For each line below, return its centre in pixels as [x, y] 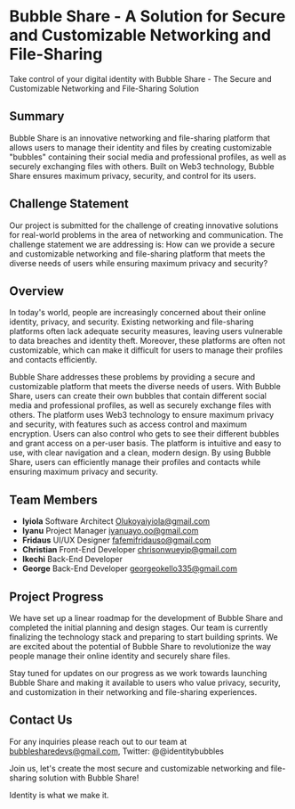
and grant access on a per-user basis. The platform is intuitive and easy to [145, 444]
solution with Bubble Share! [89, 778]
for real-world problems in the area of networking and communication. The [146, 234]
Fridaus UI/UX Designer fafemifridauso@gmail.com [116, 540]
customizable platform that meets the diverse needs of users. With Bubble [145, 387]
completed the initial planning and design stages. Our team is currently [139, 627]
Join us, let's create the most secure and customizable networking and [139, 768]
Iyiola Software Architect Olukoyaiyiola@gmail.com [116, 521]
